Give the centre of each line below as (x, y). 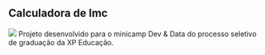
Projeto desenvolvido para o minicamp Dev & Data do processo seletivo (137, 34)
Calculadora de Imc (58, 13)
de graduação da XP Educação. (61, 42)
